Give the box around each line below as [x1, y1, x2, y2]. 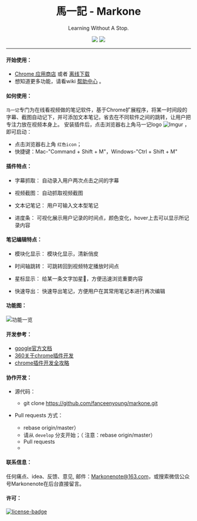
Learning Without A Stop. [68, 24, 129, 32]
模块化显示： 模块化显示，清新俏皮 [14, 250, 98, 257]
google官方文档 [14, 345, 53, 352]
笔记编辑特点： [6, 236, 42, 243]
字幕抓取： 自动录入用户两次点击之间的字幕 [14, 176, 119, 184]
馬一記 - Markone [56, 5, 141, 18]
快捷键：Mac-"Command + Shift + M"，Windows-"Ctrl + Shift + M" [14, 148, 178, 155]
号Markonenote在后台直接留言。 [6, 480, 85, 487]
